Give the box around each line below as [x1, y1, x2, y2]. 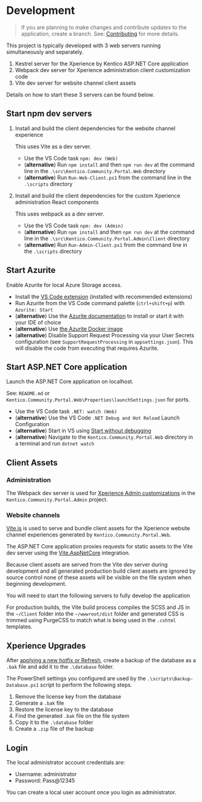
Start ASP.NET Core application [6, 361, 128, 372]
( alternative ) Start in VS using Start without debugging [14, 427, 152, 435]
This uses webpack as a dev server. [14, 210, 104, 217]
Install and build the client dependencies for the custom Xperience [14, 192, 181, 199]
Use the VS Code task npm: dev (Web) [24, 154, 119, 162]
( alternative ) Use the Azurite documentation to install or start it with [14, 312, 184, 320]
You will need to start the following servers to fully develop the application [6, 592, 191, 599]
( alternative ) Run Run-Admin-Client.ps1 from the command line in [24, 241, 188, 248]
